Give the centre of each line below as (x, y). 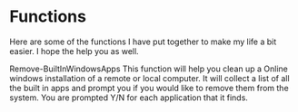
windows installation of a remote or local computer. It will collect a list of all (149, 78)
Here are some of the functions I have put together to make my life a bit (143, 42)
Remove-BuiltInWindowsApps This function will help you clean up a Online (149, 69)
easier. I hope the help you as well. (74, 51)
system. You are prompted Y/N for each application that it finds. (129, 98)
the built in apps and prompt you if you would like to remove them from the (149, 88)
